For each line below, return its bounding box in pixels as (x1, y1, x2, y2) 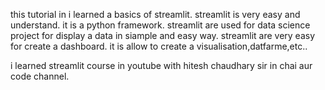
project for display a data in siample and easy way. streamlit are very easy (10, 30, 316, 41)
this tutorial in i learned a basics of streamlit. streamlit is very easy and (10, 9, 301, 20)
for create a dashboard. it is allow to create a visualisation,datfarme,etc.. (10, 40, 308, 52)
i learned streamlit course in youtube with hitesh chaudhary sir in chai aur (10, 60, 313, 71)
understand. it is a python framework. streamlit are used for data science (10, 19, 311, 31)
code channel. (10, 70, 70, 82)
